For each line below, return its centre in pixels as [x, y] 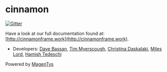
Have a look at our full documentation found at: [55, 33]
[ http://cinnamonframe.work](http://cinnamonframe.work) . [67, 39]
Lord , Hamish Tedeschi [37, 54]
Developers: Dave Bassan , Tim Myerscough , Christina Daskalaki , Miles [87, 49]
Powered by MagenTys [29, 64]
